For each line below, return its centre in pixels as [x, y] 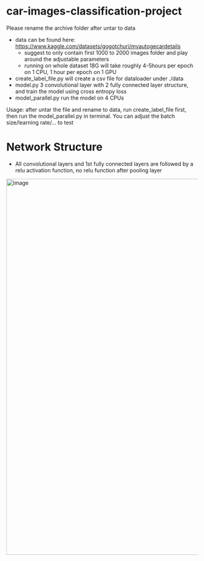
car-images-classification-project [94, 11]
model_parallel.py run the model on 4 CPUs [70, 98]
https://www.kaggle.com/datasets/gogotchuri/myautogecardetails [98, 46]
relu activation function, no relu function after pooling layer [89, 170]
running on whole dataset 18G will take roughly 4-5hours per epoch [108, 66]
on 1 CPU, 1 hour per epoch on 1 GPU [70, 72]
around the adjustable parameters [66, 59]
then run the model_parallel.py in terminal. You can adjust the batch [91, 116]
